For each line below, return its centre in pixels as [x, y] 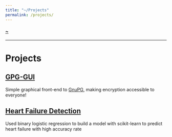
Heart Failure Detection [43, 111]
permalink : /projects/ [29, 15]
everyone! [16, 95]
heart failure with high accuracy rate [44, 129]
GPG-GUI [20, 77]
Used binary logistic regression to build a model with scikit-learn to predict [84, 123]
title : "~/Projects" [27, 10]
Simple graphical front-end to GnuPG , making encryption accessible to [80, 89]
